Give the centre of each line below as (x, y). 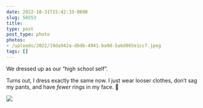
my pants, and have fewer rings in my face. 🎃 (63, 87)
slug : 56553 (21, 18)
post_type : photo (28, 35)
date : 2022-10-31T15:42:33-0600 (47, 12)
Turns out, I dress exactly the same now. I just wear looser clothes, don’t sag (102, 80)
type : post (20, 29)
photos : (16, 40)
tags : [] (17, 52)
